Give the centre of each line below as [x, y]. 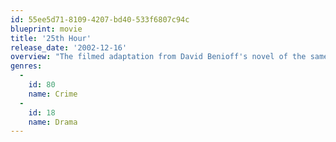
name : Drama [53, 122]
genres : [26, 66]
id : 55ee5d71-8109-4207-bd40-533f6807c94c [100, 19]
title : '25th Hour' [51, 38]
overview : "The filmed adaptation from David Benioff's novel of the [158, 57]
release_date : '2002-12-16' [69, 47]
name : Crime [53, 94]
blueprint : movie [46, 29]
